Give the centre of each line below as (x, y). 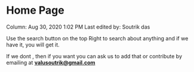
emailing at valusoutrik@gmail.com (51, 62)
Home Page (35, 10)
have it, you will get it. (33, 45)
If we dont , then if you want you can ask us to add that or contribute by (94, 56)
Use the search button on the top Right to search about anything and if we (97, 38)
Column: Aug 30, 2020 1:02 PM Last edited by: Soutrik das (78, 27)
